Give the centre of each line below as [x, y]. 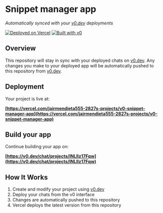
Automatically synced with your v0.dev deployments [59, 23]
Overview [21, 48]
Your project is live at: [27, 99]
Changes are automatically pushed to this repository [66, 200]
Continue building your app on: [37, 147]
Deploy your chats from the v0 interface [53, 195]
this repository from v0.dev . [34, 71]
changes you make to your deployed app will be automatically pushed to [80, 65]
